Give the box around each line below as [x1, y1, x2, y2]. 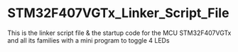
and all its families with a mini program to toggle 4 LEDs [7, 36, 170, 44]
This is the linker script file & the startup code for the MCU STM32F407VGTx [7, 28, 232, 37]
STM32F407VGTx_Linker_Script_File [7, 5, 229, 21]
